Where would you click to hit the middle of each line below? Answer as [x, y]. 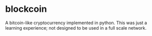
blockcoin [26, 9]
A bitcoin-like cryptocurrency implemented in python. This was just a [76, 23]
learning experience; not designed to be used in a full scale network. [76, 28]
